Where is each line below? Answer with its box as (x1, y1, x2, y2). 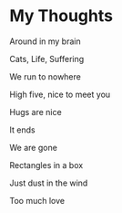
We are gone (9, 142, 57, 153)
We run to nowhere (9, 70, 82, 82)
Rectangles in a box (9, 159, 84, 170)
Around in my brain (9, 36, 81, 47)
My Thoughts (9, 5, 114, 27)
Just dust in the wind (9, 177, 88, 188)
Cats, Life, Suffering (9, 53, 85, 64)
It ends (9, 124, 36, 135)
